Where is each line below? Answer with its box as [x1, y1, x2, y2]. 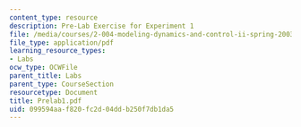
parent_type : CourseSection [9, 80, 115, 89]
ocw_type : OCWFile [9, 63, 78, 72]
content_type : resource [9, 13, 99, 22]
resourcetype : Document [9, 88, 99, 97]
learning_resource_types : [9, 47, 106, 55]
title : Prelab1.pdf [9, 96, 82, 106]
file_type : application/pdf [9, 38, 115, 47]
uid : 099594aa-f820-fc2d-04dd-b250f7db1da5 [9, 105, 175, 114]
